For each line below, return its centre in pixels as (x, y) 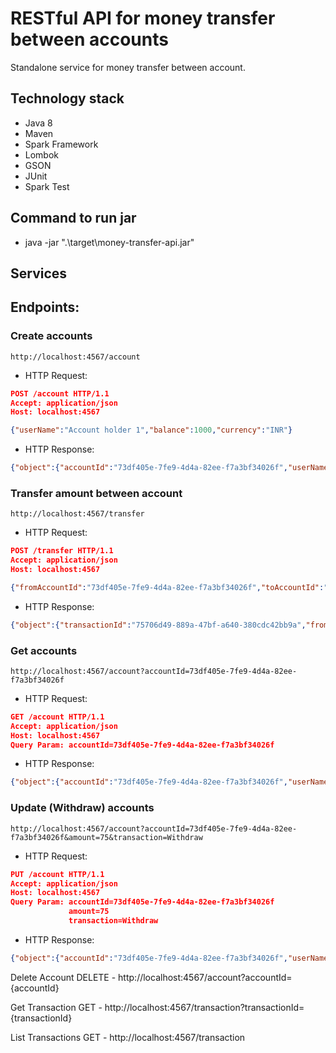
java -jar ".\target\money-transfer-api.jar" (109, 242)
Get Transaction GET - (56, 1007)
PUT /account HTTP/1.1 (57, 874)
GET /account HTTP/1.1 (57, 717)
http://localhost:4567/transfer (77, 514)
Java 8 (38, 123)
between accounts (89, 39)
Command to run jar (73, 218)
